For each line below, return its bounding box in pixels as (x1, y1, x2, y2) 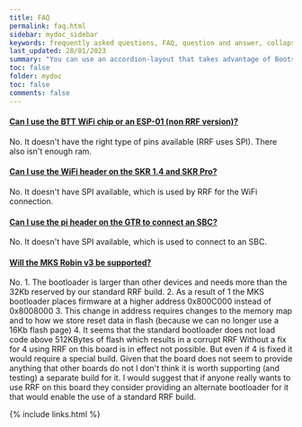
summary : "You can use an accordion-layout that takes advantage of (9, 55, 271, 64)
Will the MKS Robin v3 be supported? (9, 257, 152, 268)
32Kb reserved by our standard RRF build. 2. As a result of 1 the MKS (9, 287, 265, 298)
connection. (9, 195, 54, 207)
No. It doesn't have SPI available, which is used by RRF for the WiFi (9, 186, 258, 197)
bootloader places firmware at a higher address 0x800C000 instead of (9, 296, 271, 307)
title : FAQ (9, 13, 50, 22)
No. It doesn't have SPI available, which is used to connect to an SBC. (9, 236, 268, 247)
